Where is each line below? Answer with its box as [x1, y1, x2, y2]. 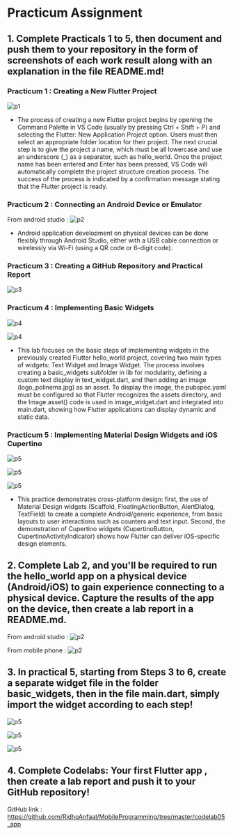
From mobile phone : [7, 646, 67, 654]
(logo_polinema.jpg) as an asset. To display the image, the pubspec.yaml [17, 383, 227, 391]
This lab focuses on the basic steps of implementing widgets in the [17, 346, 209, 354]
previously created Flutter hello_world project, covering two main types [17, 353, 221, 362]
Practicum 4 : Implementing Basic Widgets [7, 303, 154, 313]
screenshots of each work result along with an [7, 54, 212, 66]
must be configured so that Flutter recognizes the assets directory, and [17, 390, 221, 399]
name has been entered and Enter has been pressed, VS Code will [17, 160, 208, 168]
